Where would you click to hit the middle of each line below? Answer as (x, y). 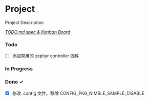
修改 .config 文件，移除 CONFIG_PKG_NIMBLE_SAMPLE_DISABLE (78, 93)
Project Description (24, 22)
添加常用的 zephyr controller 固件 (45, 56)
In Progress (19, 69)
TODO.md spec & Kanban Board (38, 32)
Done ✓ (14, 82)
